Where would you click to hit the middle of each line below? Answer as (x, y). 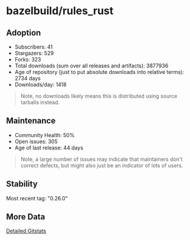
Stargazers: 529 (34, 53)
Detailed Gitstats (26, 231)
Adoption (24, 33)
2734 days (28, 78)
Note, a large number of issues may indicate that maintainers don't (101, 159)
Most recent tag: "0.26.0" (37, 198)
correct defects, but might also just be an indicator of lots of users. (102, 165)
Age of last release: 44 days (49, 147)
